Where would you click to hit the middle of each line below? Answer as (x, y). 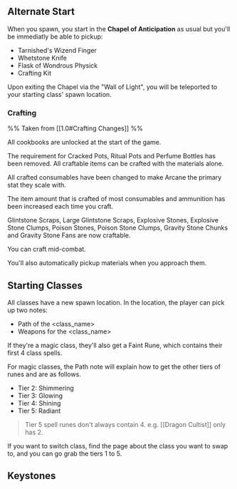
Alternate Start (41, 12)
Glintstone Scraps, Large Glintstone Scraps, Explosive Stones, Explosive (113, 220)
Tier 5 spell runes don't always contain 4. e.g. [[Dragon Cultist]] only (125, 424)
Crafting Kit (35, 73)
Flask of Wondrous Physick (58, 65)
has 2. (34, 432)
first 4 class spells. (35, 353)
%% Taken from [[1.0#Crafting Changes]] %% (75, 128)
